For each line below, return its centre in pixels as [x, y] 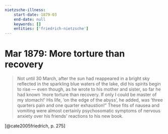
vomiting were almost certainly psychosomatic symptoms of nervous [89, 111]
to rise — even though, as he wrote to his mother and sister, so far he [89, 90]
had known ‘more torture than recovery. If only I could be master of [87, 95]
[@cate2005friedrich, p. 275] [35, 126]
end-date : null [30, 19]
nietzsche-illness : [25, 10]
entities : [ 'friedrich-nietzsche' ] [51, 29]
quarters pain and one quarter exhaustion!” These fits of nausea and [88, 105]
